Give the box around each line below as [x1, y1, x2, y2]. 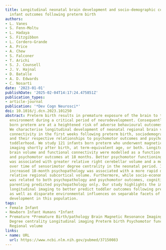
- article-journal [5, 100, 43, 104]
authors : [5, 16, 23, 21]
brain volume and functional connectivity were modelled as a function [9, 150, 161, 155]
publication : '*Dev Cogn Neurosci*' [5, 104, 81, 109]
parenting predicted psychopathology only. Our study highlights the [9, 182, 156, 187]
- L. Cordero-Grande [5, 40, 48, 45]
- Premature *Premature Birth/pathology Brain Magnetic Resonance [5, 214, 145, 219]
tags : [5, 200, 16, 205]
